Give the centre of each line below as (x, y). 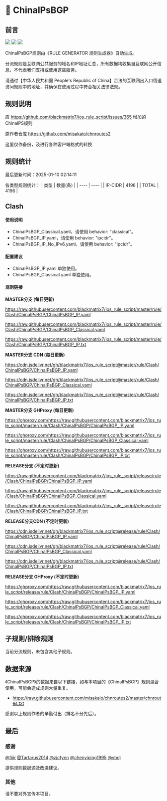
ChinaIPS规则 (19, 123)
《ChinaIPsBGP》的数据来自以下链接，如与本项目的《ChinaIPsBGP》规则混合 (82, 682)
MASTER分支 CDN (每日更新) (35, 355)
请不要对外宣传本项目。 (29, 794)
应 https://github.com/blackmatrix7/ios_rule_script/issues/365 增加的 (76, 117)
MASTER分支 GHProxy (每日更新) (40, 410)
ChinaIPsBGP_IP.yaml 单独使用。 (46, 268)
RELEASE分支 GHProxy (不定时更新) (42, 577)
